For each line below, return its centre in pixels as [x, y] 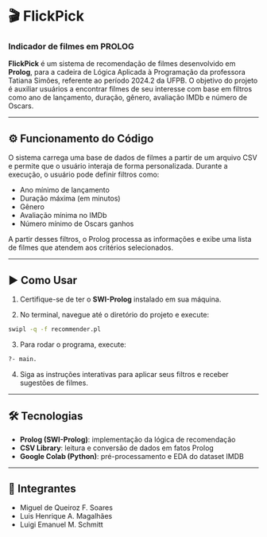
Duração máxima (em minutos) [70, 198]
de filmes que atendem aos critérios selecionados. [91, 247]
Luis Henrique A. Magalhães [66, 516]
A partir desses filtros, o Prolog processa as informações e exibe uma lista [130, 239]
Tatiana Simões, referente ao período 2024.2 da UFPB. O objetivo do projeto [133, 80]
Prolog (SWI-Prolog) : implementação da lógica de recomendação [128, 439]
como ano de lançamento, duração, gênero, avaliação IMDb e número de [128, 98]
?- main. [23, 359]
